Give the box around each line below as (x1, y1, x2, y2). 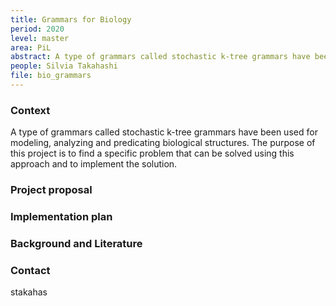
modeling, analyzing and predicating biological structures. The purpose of (10, 137, 316, 149)
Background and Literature (10, 236, 143, 250)
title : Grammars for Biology (10, 14, 132, 25)
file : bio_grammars (10, 71, 92, 81)
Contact (10, 263, 51, 277)
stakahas (10, 286, 48, 298)
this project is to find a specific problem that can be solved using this (10, 147, 295, 160)
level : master (10, 33, 70, 43)
